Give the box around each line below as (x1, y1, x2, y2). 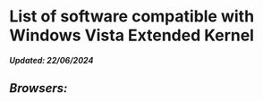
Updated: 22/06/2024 (9, 55, 94, 65)
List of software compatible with (9, 6, 255, 27)
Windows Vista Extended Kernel (9, 25, 255, 46)
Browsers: (9, 81, 68, 96)
